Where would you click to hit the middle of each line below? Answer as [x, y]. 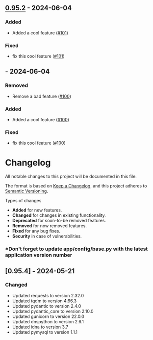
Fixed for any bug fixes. [36, 231]
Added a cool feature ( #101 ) [40, 33]
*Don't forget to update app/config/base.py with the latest [76, 249]
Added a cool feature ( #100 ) [41, 119]
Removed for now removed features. [49, 226]
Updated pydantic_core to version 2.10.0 [53, 311]
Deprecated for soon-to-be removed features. [59, 221]
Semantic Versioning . [26, 191]
